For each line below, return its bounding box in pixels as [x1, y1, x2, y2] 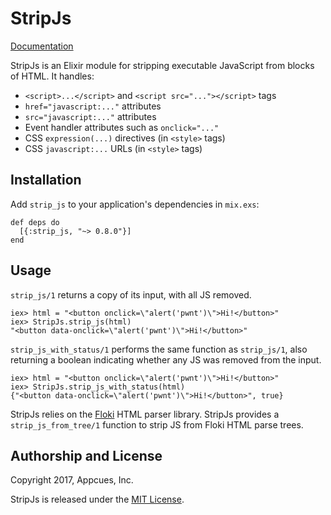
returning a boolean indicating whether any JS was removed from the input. [10, 353, 322, 366]
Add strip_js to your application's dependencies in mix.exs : [10, 198, 260, 210]
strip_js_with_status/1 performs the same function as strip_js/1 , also [10, 343, 308, 355]
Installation [10, 172, 82, 189]
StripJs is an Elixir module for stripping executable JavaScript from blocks [10, 59, 315, 71]
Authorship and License [10, 447, 163, 464]
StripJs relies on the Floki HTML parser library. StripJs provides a [10, 408, 280, 420]
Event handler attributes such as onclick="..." [24, 121, 220, 133]
